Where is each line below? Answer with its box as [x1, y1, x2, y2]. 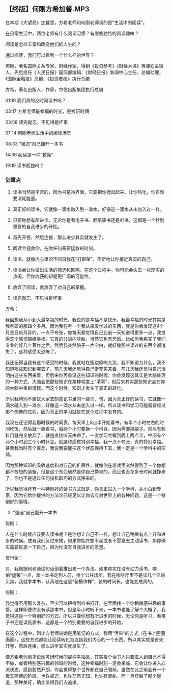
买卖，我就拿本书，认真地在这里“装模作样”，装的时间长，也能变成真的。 [5, 579, 157, 585]
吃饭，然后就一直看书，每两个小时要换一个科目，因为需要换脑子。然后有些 [9, 426, 166, 432]
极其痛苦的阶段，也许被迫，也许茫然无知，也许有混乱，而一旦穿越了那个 [5, 673, 157, 679]
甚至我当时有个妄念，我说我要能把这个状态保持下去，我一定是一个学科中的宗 [5, 445, 166, 451]
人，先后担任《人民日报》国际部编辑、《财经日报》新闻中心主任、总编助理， [5, 69, 164, 75]
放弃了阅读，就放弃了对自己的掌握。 [12, 284, 89, 290]
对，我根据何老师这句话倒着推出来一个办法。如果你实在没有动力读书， [5, 566, 153, 572]
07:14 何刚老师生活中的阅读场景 [5, 130, 71, 136]
